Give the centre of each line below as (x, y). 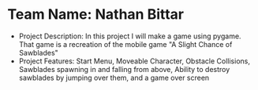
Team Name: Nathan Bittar (96, 14)
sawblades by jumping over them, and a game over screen (114, 77)
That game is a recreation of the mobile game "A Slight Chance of (125, 44)
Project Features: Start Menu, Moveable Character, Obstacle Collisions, (134, 61)
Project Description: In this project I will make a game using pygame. (130, 36)
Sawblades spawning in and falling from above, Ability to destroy (124, 69)
